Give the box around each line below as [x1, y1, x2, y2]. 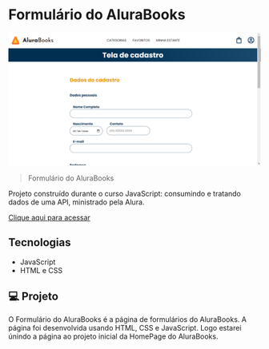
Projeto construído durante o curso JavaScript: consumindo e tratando [8, 188, 242, 198]
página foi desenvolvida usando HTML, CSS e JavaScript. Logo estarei [8, 323, 242, 333]
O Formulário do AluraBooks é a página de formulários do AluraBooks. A [8, 315, 247, 324]
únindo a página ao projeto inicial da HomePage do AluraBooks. [8, 331, 219, 341]
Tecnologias [8, 236, 71, 249]
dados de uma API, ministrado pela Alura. [8, 197, 145, 207]
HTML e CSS [19, 265, 63, 275]
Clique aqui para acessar [8, 212, 90, 222]
